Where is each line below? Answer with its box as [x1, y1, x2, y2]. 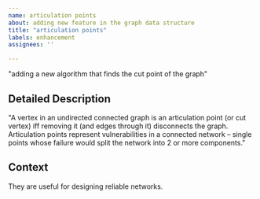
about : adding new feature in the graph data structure [8, 19, 195, 27]
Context [8, 160, 49, 174]
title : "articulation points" [8, 26, 108, 34]
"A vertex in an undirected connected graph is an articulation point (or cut [8, 112, 247, 122]
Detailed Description [8, 92, 112, 105]
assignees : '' [8, 41, 55, 49]
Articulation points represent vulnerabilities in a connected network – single [8, 129, 252, 138]
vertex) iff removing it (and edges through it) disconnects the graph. [8, 121, 229, 131]
